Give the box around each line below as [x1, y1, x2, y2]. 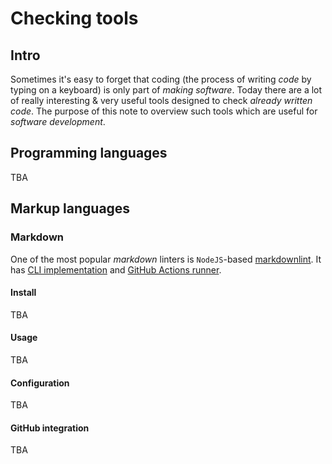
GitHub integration [10, 422, 90, 434]
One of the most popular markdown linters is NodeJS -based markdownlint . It [10, 253, 322, 265]
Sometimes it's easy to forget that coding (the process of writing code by [10, 73, 312, 85]
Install [10, 287, 37, 299]
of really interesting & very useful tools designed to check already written [10, 95, 313, 106]
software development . [10, 116, 106, 127]
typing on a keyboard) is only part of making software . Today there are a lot [10, 84, 323, 96]
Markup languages [10, 200, 131, 217]
